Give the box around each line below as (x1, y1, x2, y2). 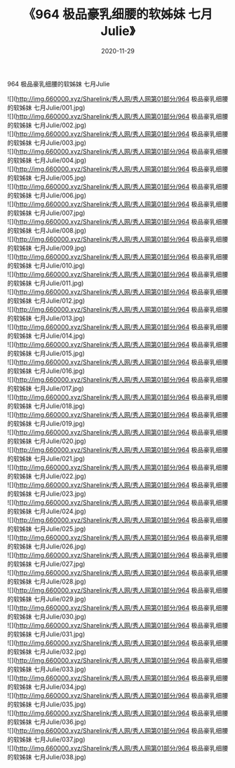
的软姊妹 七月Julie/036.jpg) (7, 717, 86, 726)
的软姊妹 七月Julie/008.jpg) (7, 226, 86, 234)
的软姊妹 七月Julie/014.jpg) (7, 331, 86, 340)
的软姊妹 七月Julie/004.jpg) (7, 156, 87, 164)
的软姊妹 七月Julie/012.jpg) (7, 296, 86, 305)
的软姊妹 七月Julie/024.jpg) (7, 507, 86, 515)
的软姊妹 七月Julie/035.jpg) (7, 700, 86, 708)
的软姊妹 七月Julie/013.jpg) (7, 314, 86, 322)
